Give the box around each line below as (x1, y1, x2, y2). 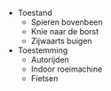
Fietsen (30, 73, 59, 83)
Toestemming (17, 45, 68, 56)
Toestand (17, 8, 53, 18)
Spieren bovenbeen (30, 17, 103, 27)
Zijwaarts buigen (30, 35, 92, 46)
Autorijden (30, 55, 69, 64)
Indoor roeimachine (30, 64, 103, 74)
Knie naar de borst (30, 27, 99, 36)
